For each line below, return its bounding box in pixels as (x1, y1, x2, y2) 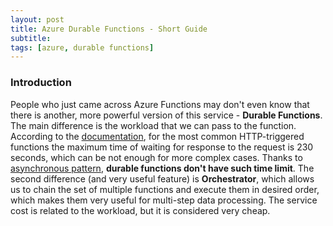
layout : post (10, 14, 65, 25)
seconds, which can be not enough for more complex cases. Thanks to (10, 151, 303, 163)
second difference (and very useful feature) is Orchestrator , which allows (10, 172, 315, 185)
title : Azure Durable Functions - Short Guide (10, 24, 208, 34)
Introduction (10, 76, 72, 90)
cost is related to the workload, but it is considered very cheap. (10, 204, 271, 216)
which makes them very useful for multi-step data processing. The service (10, 194, 318, 206)
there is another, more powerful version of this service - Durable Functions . (10, 109, 323, 121)
